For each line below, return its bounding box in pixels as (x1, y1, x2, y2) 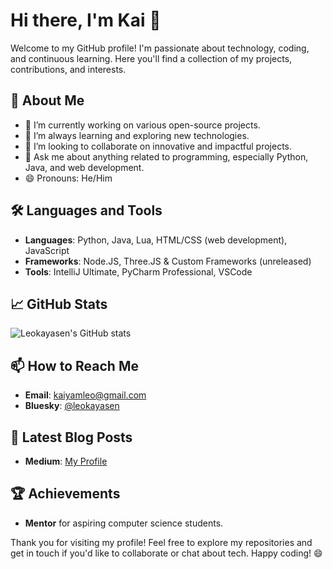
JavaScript (24, 244, 70, 256)
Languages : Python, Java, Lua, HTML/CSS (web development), (24, 234, 288, 246)
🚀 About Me (10, 92, 85, 109)
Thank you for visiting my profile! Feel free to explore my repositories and (10, 536, 313, 548)
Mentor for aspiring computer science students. (24, 517, 224, 529)
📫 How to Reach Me (10, 357, 139, 374)
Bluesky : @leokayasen (24, 400, 120, 412)
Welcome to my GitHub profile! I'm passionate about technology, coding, (10, 42, 310, 54)
